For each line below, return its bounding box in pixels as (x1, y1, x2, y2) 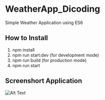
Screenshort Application (5, 77, 82, 85)
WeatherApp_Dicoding (5, 3, 100, 15)
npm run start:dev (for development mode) (12, 52, 100, 58)
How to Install (5, 34, 48, 42)
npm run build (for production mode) (12, 57, 87, 63)
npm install (12, 47, 35, 52)
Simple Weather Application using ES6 (5, 20, 83, 25)
